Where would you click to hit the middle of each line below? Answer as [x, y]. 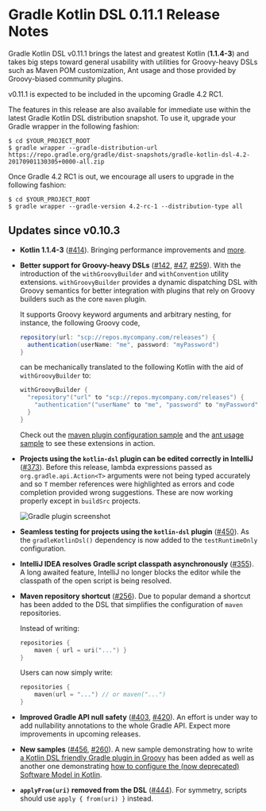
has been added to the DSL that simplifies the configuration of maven [131, 604]
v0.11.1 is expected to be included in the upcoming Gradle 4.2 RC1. [116, 94]
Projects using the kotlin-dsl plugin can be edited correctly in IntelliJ [137, 459]
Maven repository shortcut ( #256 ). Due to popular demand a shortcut [135, 596]
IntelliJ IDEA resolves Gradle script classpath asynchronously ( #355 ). [137, 563]
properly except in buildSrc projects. [80, 501]
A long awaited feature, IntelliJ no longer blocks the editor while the [130, 572]
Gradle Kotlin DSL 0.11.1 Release [114, 15]
